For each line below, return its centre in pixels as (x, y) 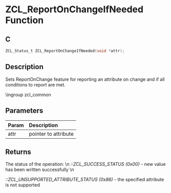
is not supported (23, 185)
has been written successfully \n (40, 169)
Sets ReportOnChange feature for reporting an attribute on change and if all (85, 79)
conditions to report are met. (35, 84)
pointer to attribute (51, 134)
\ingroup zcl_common (28, 94)
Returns (18, 152)
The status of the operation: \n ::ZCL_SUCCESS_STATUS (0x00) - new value (85, 164)
